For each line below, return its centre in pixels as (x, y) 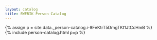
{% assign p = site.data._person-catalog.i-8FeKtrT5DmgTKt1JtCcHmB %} (79, 27)
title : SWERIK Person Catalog (36, 14)
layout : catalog (21, 9)
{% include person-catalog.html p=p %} (45, 32)
